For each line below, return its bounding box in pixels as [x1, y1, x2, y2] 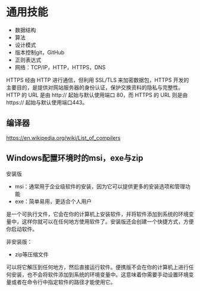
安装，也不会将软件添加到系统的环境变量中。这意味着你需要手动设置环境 [11, 271, 189, 278]
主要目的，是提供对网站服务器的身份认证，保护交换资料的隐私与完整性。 [6, 84, 183, 91]
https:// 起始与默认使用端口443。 [6, 99, 88, 106]
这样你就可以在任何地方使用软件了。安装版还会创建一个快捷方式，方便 [21, 218, 194, 225]
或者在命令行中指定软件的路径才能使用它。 [11, 278, 116, 286]
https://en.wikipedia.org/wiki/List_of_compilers [6, 134, 121, 141]
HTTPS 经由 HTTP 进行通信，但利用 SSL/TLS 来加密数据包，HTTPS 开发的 [6, 76, 189, 84]
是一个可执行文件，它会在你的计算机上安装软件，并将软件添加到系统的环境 [6, 210, 189, 218]
